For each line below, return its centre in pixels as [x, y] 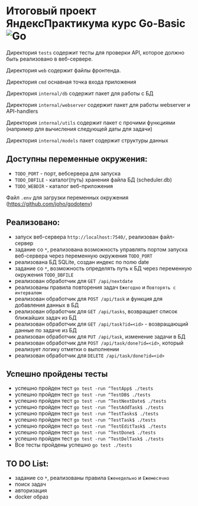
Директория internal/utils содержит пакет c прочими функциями [91, 122]
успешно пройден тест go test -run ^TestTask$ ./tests [85, 420]
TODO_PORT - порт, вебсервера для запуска [68, 173]
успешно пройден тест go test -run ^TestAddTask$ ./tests [89, 407]
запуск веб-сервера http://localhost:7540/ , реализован [86, 237]
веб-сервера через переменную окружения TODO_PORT [83, 256]
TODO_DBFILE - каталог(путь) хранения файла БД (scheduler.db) [93, 180]
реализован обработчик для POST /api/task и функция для [89, 298]
